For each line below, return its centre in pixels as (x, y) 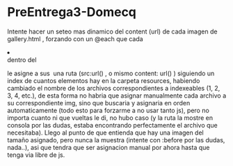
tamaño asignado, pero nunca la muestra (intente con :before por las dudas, (116, 139)
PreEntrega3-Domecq (72, 12)
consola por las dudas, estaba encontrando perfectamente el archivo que (112, 125)
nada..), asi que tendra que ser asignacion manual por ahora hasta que (109, 147)
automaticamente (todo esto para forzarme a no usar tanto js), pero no (109, 110)
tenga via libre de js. (36, 155)
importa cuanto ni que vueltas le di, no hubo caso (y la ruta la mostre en (110, 118)
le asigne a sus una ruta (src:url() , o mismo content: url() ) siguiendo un (111, 73)
